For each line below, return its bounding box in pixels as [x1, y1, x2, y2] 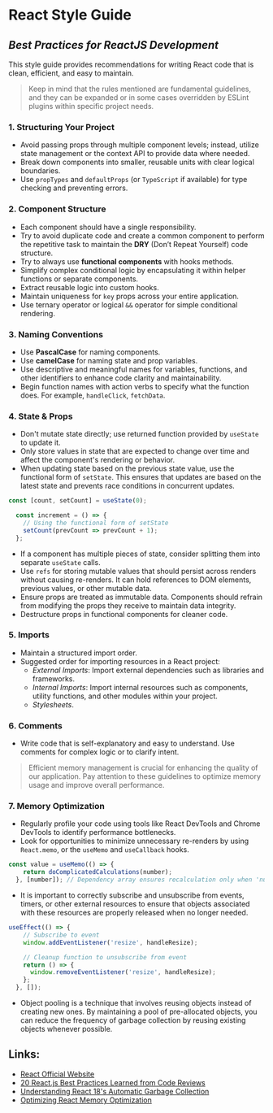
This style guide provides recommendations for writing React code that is [8, 59, 254, 69]
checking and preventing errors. [19, 183, 128, 193]
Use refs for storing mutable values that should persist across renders [19, 566, 257, 576]
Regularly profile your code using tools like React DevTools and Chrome [19, 819, 261, 828]
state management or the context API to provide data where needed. [19, 149, 250, 159]
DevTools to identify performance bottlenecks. [19, 828, 176, 837]
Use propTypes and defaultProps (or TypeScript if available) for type [19, 175, 248, 185]
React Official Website [19, 1069, 95, 1079]
